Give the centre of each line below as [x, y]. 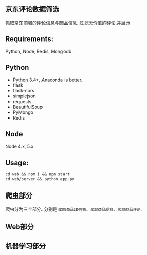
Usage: [17, 162]
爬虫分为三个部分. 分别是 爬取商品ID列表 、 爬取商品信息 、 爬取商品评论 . [74, 209]
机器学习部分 [26, 246]
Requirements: [29, 39]
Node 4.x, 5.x [19, 146]
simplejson [24, 96]
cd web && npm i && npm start [38, 174]
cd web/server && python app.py [40, 179]
